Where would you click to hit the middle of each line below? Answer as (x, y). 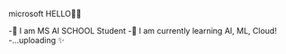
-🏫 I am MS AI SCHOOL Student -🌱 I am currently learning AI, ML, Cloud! (143, 31)
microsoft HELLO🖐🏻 (45, 14)
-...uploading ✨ (36, 40)
